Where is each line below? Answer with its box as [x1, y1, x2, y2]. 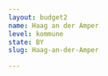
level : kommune [8, 29, 64, 38]
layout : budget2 [8, 12, 68, 22]
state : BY [8, 37, 45, 47]
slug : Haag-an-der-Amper [8, 46, 99, 55]
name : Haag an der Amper [8, 21, 99, 30]
